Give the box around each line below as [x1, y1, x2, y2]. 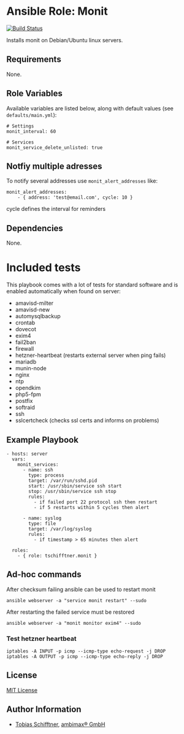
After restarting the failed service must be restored [6, 608, 135, 616]
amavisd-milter [15, 299, 54, 307]
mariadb [15, 358, 37, 365]
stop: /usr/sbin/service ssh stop [28, 488, 117, 494]
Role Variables [6, 88, 63, 99]
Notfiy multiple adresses [6, 161, 102, 171]
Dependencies [6, 223, 63, 234]
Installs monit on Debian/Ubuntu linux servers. [6, 36, 123, 44]
